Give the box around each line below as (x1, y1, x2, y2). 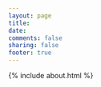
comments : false (8, 34, 63, 42)
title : (8, 19, 30, 27)
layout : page (8, 11, 52, 20)
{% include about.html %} (8, 71, 94, 80)
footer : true (8, 49, 52, 57)
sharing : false (8, 42, 59, 49)
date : (8, 26, 26, 34)
